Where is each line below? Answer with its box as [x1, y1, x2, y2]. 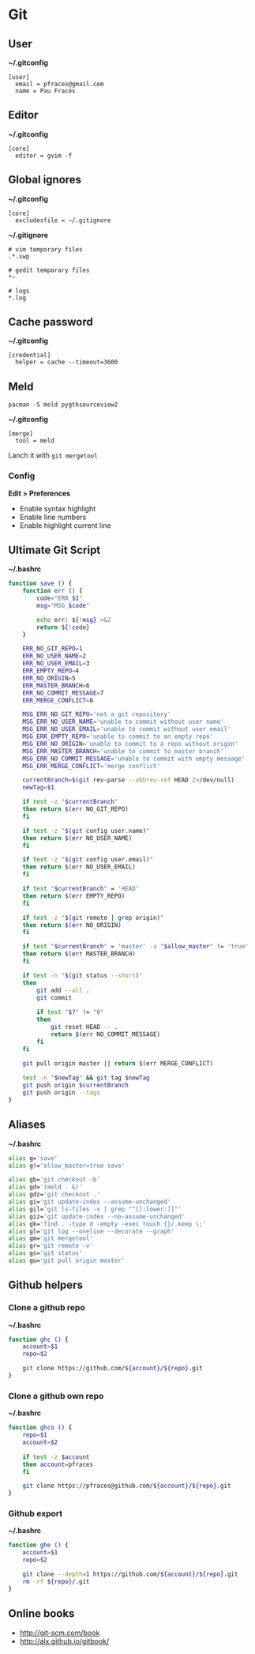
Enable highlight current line [19, 520, 112, 530]
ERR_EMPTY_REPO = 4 [22, 667, 80, 675]
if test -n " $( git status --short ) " [22, 971, 144, 979]
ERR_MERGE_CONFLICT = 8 [22, 696, 93, 704]
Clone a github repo [8, 1302, 85, 1313]
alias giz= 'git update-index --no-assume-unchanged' [8, 1212, 186, 1220]
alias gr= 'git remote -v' [8, 1242, 93, 1250]
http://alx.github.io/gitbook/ [19, 1636, 110, 1645]
